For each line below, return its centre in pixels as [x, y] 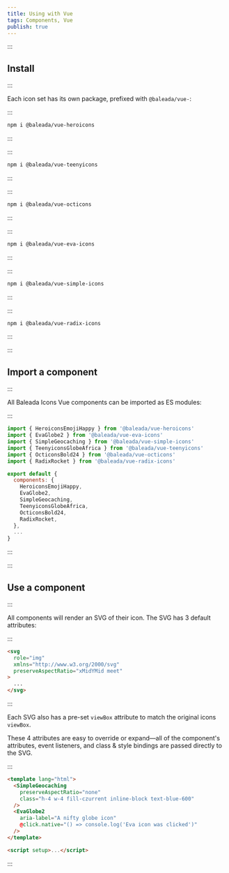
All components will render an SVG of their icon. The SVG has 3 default [109, 618]
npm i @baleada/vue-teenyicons [53, 165]
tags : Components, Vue [40, 20]
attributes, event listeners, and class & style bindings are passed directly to [115, 746]
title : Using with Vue [40, 14]
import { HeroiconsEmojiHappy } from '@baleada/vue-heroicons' [101, 429]
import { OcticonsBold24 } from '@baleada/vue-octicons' [92, 454]
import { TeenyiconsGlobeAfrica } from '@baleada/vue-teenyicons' [105, 448]
